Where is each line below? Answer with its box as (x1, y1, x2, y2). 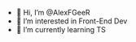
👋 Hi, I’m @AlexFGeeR (15, 8, 91, 17)
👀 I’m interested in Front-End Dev (15, 16, 128, 26)
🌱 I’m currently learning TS (15, 25, 106, 34)
